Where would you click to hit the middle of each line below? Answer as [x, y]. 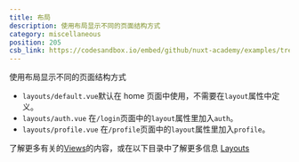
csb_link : [28, 51]
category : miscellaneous [55, 34]
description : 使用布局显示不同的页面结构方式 [85, 26]
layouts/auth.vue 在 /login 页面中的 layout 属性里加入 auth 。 [130, 118]
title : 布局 [30, 17]
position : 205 [36, 42]
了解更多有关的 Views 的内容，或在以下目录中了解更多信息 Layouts [129, 149]
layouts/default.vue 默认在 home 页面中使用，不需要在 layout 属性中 [147, 96]
